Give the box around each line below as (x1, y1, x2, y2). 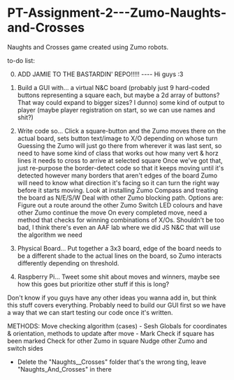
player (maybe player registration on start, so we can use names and (17, 105, 215, 114)
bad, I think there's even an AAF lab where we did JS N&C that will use (17, 223, 221, 231)
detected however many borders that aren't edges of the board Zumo (17, 171, 218, 180)
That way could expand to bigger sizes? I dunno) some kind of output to (17, 98, 225, 106)
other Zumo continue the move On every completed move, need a (17, 208, 207, 217)
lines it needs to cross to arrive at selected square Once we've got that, (17, 156, 224, 165)
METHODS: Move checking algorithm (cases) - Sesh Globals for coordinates (7, 321, 227, 330)
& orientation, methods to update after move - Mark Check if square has (7, 329, 214, 337)
